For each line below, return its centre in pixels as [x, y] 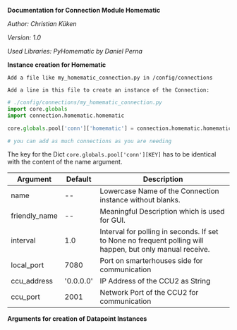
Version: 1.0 [24, 37]
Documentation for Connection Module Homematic [84, 10]
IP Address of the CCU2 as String [155, 281]
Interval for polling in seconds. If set [159, 232]
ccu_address [32, 281]
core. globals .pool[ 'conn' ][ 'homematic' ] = [71, 128]
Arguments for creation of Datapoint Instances [77, 319]
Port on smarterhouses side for [151, 261]
